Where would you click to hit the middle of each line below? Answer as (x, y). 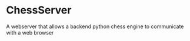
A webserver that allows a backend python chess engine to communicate (95, 26)
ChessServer (39, 10)
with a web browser (30, 32)
